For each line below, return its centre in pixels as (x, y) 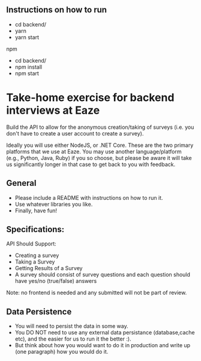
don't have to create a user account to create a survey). (75, 133)
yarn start (27, 37)
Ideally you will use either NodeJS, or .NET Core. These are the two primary (100, 145)
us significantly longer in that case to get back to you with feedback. (91, 164)
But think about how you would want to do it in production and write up (103, 345)
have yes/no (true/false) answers (56, 281)
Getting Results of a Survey (49, 268)
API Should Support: (31, 244)
